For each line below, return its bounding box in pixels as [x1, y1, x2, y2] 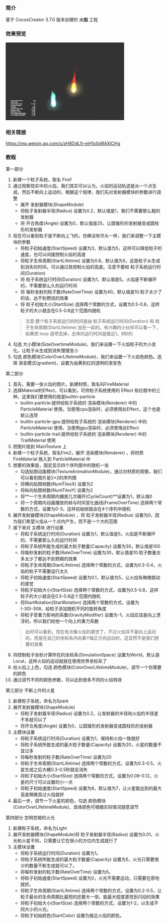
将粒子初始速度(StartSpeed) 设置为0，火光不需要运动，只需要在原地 [20, 875, 160, 881]
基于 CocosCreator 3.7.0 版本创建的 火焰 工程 [5, 16, 98, 23]
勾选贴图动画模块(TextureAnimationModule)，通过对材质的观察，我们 [20, 468, 162, 474]
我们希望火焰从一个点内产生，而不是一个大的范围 [17, 518, 118, 524]
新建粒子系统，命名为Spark [12, 698, 69, 704]
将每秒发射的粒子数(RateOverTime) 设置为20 [20, 754, 112, 760]
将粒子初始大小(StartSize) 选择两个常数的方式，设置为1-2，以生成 [20, 900, 155, 906]
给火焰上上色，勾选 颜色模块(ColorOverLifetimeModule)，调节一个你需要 [12, 665, 162, 671]
